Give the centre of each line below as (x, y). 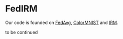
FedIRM (21, 9)
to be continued (22, 32)
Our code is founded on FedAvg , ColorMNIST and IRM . (62, 22)
